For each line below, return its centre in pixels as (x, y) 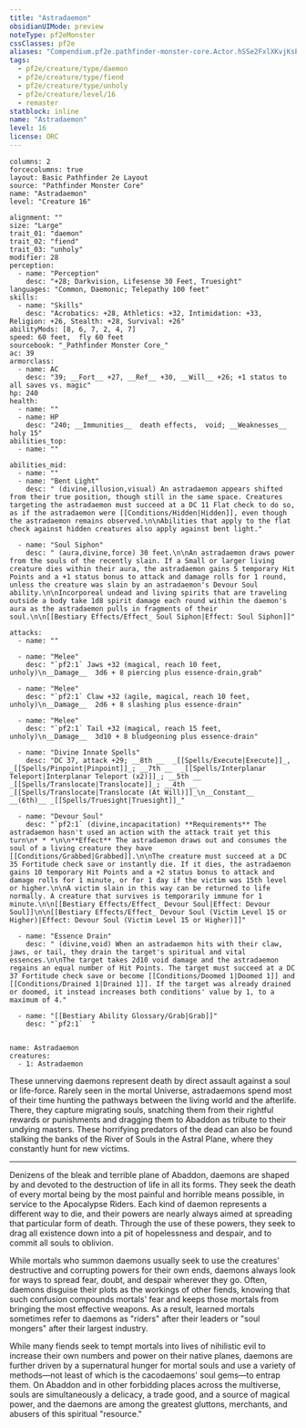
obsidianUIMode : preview (56, 26)
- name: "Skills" (51, 305)
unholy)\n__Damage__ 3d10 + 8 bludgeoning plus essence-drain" (134, 736)
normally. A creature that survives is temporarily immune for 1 (136, 896)
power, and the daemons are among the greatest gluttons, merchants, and (149, 1404)
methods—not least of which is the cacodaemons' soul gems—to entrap (145, 1375)
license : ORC (34, 137)
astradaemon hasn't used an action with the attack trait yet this (140, 832)
